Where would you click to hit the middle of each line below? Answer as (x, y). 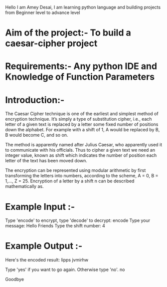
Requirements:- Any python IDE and (81, 66)
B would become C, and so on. (37, 135)
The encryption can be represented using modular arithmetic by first (76, 170)
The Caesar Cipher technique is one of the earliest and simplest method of (82, 114)
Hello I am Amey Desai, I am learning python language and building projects (83, 7)
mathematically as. (24, 186)
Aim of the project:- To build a (68, 33)
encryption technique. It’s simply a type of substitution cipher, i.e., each (79, 119)
